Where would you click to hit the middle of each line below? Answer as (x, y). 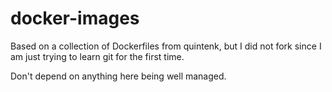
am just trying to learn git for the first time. (97, 56)
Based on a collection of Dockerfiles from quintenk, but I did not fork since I (166, 46)
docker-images (75, 18)
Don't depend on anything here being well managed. (118, 76)
